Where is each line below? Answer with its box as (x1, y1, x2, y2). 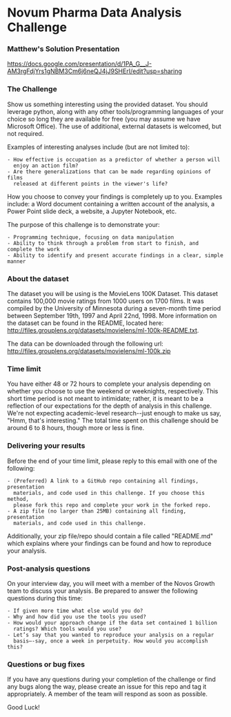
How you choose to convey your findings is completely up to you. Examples (7, 192, 223, 201)
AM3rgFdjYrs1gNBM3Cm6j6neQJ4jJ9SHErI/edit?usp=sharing (7, 67, 183, 75)
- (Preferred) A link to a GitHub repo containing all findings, (7, 478, 199, 484)
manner (7, 257, 26, 265)
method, (7, 495, 30, 502)
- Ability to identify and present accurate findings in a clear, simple (7, 252, 224, 259)
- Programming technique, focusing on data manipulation (7, 233, 174, 241)
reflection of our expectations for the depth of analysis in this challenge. (7, 402, 212, 410)
